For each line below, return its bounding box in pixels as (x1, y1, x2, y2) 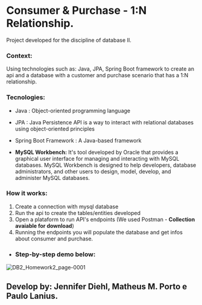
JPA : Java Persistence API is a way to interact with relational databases (14, 118, 194, 126)
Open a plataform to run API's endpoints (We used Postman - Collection (14, 216, 195, 223)
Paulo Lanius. (6, 291, 58, 301)
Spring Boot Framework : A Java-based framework (14, 136, 142, 144)
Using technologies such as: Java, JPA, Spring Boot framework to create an (6, 65, 195, 72)
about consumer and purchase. (14, 235, 93, 242)
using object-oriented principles (14, 125, 95, 132)
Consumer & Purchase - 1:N (6, 4, 147, 18)
